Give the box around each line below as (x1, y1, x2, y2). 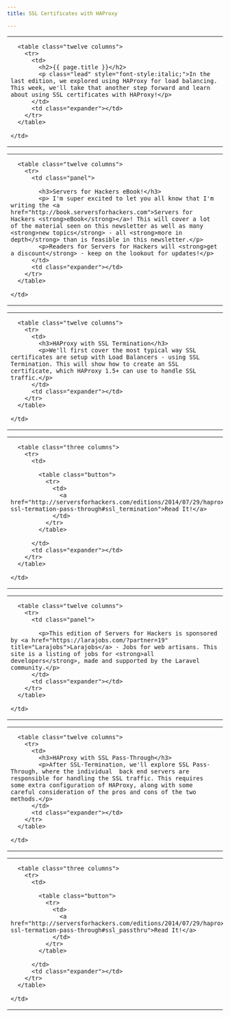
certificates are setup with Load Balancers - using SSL (10, 353, 200, 361)
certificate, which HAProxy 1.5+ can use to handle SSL (10, 366, 196, 375)
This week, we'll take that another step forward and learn (10, 84, 211, 91)
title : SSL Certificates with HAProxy (7, 10, 118, 17)
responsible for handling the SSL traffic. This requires (10, 774, 204, 782)
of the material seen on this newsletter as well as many (10, 222, 204, 230)
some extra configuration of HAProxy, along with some (10, 781, 193, 789)
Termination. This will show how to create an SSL (10, 360, 179, 368)
